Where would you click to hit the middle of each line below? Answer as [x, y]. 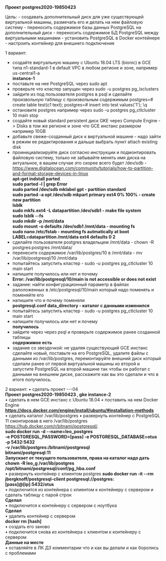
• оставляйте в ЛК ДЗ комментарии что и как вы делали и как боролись [82, 548]
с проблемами [21, 553]
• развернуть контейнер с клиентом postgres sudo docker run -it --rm [79, 474]
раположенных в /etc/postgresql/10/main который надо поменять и [83, 290]
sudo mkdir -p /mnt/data [38, 221]
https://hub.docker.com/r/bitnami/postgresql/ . [52, 426]
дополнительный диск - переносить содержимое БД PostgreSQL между [82, 33]
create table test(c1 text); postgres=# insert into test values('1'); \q [80, 105]
